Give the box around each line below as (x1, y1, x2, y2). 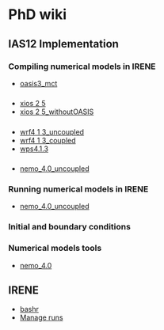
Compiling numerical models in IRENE (8, 61, 156, 72)
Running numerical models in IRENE (8, 184, 149, 195)
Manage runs (19, 313, 63, 322)
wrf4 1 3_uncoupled (19, 127, 85, 136)
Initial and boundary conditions (8, 222, 131, 233)
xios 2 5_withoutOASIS (19, 107, 94, 116)
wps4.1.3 (19, 144, 49, 154)
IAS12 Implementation (8, 37, 119, 51)
